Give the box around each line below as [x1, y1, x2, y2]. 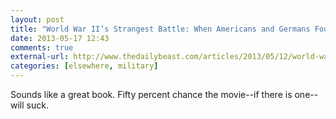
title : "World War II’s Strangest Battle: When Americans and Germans [10, 24, 311, 34]
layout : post [10, 14, 65, 25]
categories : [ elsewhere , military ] [10, 61, 159, 71]
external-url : [10, 52, 70, 62]
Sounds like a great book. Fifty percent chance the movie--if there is [10, 89, 293, 100]
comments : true [10, 42, 74, 53]
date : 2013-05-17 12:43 [10, 33, 110, 43]
